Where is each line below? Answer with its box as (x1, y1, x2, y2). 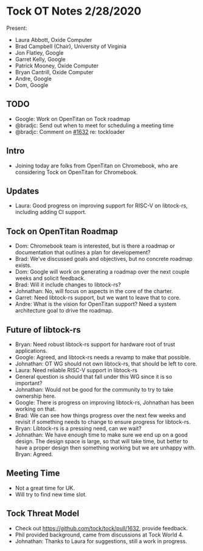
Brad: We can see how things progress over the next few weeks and (15, 412, 187, 419)
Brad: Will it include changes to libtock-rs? (15, 281, 122, 288)
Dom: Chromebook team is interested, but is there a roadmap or (15, 242, 175, 250)
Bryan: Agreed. (15, 451, 53, 457)
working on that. (15, 406, 57, 412)
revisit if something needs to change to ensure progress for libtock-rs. (15, 418, 191, 425)
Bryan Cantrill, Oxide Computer (15, 68, 94, 75)
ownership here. (15, 392, 57, 400)
